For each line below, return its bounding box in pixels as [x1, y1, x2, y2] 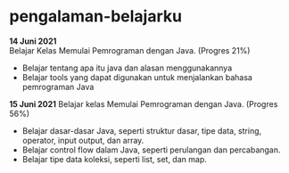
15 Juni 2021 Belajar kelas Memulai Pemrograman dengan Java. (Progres [9, 98, 278, 109]
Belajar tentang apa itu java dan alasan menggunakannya [21, 62, 233, 73]
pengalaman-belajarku [9, 6, 183, 27]
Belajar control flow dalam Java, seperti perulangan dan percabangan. [21, 144, 281, 155]
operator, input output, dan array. [21, 135, 144, 145]
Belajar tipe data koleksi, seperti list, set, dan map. [21, 153, 207, 164]
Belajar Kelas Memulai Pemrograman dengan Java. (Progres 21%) [9, 45, 251, 55]
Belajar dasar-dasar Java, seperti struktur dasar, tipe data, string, [21, 125, 262, 136]
